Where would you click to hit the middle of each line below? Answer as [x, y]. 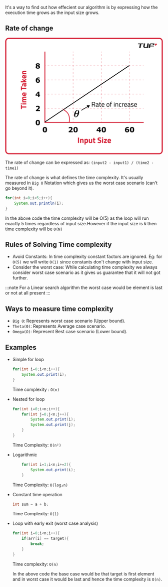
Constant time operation [37, 494]
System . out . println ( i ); [39, 203]
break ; [37, 544]
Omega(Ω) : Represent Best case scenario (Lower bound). [70, 332]
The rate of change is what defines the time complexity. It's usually [74, 177]
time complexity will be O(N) [34, 229]
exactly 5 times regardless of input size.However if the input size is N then [81, 223]
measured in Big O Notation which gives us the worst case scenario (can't [81, 183]
